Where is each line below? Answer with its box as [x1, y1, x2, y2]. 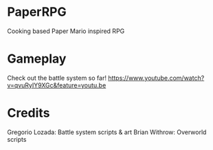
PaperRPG [7, 4, 67, 20]
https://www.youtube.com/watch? [107, 74, 205, 82]
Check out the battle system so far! [7, 74, 106, 82]
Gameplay [7, 51, 67, 67]
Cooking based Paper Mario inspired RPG [7, 27, 125, 35]
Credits [7, 105, 50, 121]
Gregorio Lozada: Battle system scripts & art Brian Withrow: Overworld [7, 128, 207, 136]
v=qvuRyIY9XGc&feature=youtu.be [7, 81, 106, 89]
